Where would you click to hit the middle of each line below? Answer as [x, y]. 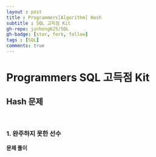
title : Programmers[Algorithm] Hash [54, 18]
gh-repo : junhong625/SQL [38, 29]
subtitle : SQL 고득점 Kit [39, 23]
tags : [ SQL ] [23, 40]
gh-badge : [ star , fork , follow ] [47, 35]
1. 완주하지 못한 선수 [34, 133]
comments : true [25, 46]
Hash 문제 [25, 102]
